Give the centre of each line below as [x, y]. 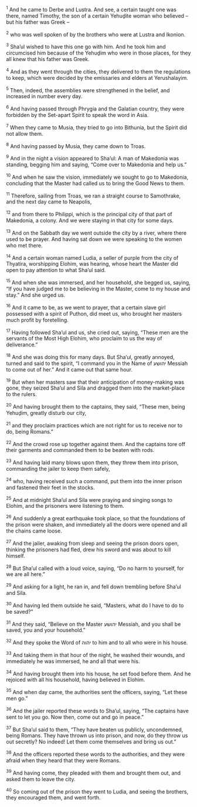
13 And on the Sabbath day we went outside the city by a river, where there [96, 232]
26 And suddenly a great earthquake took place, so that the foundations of [96, 518]
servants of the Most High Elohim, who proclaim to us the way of [84, 339]
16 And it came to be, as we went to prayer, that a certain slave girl [86, 307]
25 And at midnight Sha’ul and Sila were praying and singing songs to [89, 499]
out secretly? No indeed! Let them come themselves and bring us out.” [91, 742]
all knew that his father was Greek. [48, 59]
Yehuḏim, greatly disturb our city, [46, 413]
